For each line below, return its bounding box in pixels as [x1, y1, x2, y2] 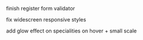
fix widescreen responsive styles [6, 16, 87, 23]
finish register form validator [6, 5, 76, 12]
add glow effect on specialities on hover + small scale [6, 27, 137, 34]
